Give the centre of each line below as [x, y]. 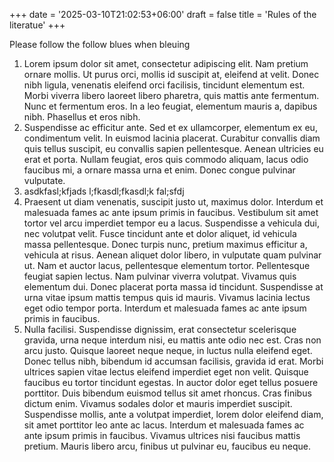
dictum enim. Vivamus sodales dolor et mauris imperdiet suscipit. [158, 403]
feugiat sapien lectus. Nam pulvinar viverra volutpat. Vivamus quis [160, 276]
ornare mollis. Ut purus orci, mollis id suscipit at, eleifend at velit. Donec [171, 74]
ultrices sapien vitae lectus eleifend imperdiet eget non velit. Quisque [166, 372]
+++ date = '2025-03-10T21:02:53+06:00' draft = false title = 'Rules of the [163, 14]
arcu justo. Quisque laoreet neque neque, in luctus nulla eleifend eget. [168, 350]
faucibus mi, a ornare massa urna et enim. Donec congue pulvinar [159, 170]
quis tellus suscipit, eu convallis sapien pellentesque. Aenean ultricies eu [173, 148]
